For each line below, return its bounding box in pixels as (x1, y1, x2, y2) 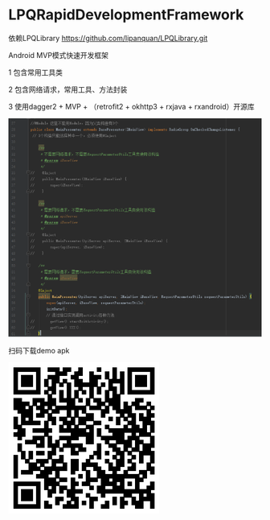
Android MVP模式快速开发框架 (8, 50, 109, 60)
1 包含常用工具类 (8, 67, 63, 77)
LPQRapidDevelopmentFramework (8, 6, 244, 24)
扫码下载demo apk (8, 345, 70, 355)
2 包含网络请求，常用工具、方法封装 (8, 85, 128, 94)
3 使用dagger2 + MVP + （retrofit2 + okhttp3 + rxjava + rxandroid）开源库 (8, 101, 255, 111)
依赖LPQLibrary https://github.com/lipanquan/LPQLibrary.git (8, 33, 208, 43)
